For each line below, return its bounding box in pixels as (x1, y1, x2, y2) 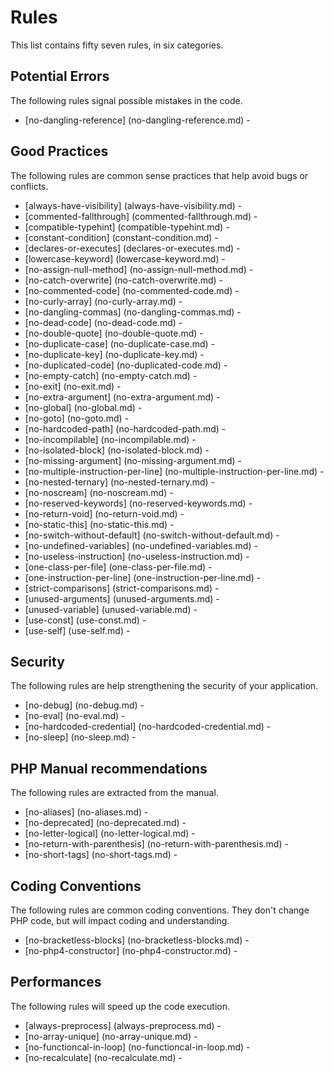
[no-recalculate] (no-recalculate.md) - (24, 1051, 183, 1063)
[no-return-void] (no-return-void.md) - (24, 507, 185, 520)
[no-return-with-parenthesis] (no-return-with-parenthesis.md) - (24, 838, 289, 850)
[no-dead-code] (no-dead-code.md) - (24, 316, 183, 328)
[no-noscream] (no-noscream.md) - (24, 486, 174, 498)
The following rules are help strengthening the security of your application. (10, 680, 319, 692)
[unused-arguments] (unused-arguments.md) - (24, 592, 220, 605)
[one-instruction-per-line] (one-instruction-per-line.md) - (24, 571, 262, 583)
